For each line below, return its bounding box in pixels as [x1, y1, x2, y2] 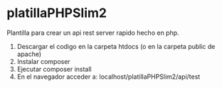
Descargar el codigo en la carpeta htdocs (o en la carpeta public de [16, 42, 216, 50]
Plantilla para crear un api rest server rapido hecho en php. [6, 28, 179, 37]
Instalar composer [16, 57, 70, 65]
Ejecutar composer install [16, 65, 92, 73]
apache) [16, 50, 42, 58]
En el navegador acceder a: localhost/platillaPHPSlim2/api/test [16, 72, 201, 81]
